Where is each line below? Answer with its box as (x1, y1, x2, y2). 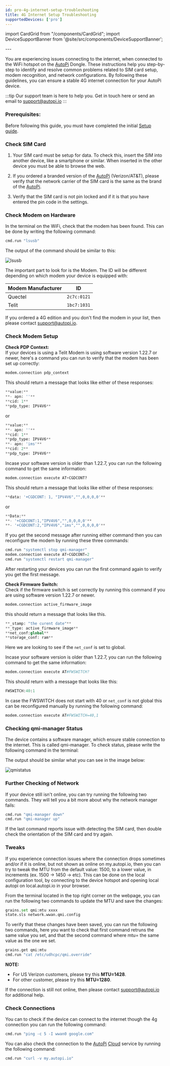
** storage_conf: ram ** (5, 635, 53, 640)
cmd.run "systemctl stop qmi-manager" (5, 547, 87, 552)
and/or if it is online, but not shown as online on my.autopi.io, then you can (5, 861, 161, 867)
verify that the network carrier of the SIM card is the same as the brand (12, 178, 162, 184)
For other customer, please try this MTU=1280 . (12, 977, 112, 983)
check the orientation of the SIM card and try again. (5, 831, 113, 837)
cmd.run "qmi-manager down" (5, 812, 65, 817)
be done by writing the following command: (5, 228, 96, 234)
